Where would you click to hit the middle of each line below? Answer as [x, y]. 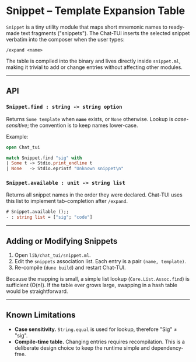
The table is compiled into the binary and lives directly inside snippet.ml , [93, 61]
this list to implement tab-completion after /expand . [67, 201]
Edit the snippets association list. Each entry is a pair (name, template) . [100, 261]
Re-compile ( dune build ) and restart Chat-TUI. [70, 267]
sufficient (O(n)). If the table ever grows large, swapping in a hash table [92, 285]
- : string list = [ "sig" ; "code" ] [49, 218]
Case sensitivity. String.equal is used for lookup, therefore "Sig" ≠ [96, 329]
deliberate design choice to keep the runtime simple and [82, 348]
